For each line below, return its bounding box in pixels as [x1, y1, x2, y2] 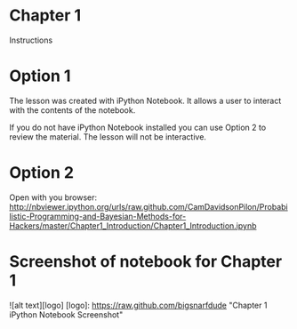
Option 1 [9, 66, 71, 86]
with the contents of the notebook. [9, 104, 136, 116]
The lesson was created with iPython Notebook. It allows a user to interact [9, 95, 282, 106]
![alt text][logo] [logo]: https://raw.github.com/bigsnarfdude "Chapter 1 [9, 300, 268, 310]
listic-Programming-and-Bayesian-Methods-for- [9, 211, 187, 221]
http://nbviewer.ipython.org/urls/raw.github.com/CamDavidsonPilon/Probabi [9, 201, 288, 212]
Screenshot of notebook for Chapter [9, 252, 283, 271]
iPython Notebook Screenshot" [9, 309, 124, 320]
